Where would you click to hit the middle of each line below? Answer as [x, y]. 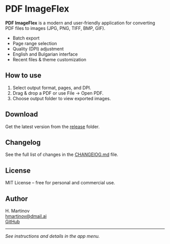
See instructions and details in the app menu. [53, 236]
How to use [23, 76]
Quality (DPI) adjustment [38, 49]
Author [16, 199]
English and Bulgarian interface [45, 54]
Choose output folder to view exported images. [62, 98]
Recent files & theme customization [49, 59]
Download [22, 114]
